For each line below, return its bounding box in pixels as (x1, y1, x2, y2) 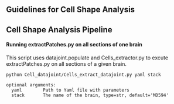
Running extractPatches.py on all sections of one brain (6, 41, 142, 48)
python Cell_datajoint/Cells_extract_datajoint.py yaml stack (6, 72, 161, 78)
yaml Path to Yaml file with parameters (11, 87, 130, 93)
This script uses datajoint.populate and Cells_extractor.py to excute (6, 54, 169, 61)
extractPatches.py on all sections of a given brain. (6, 60, 127, 67)
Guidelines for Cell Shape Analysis (6, 5, 135, 15)
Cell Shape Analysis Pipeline (6, 25, 112, 35)
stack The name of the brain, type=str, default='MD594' (11, 92, 169, 98)
